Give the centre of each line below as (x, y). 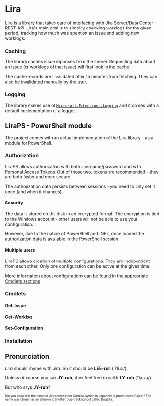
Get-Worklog (19, 317)
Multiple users (20, 250)
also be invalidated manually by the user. (46, 82)
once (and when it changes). (34, 191)
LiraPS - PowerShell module (49, 126)
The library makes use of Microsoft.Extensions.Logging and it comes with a (82, 105)
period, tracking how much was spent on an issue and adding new (72, 33)
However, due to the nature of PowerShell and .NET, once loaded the (75, 233)
